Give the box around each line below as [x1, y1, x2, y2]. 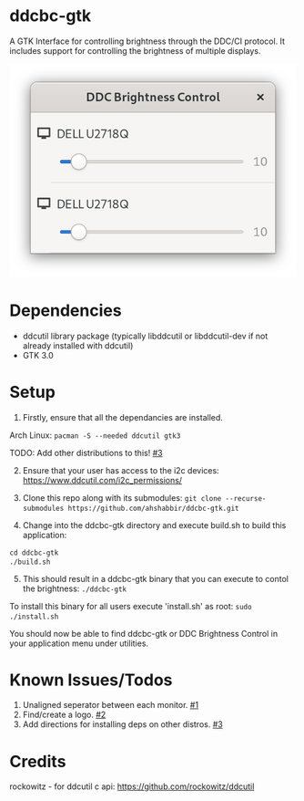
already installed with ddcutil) [22, 339, 134, 351]
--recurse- [225, 494, 267, 503]
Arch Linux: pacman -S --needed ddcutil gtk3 [9, 430, 181, 441]
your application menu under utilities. [9, 638, 148, 649]
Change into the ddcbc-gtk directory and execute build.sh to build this [22, 519, 287, 530]
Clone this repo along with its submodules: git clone [22, 492, 222, 503]
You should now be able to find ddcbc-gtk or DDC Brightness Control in [9, 628, 279, 639]
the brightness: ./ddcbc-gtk [22, 583, 127, 594]
